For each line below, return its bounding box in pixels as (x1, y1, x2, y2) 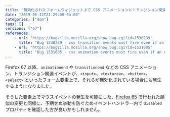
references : (5, 31, 30, 36)
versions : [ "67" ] (5, 26, 42, 31)
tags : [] (5, 21, 24, 27)
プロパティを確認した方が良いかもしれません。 (5, 106, 103, 112)
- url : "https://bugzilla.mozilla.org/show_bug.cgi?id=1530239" (14, 36, 153, 41)
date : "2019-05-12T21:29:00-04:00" (5, 12, 80, 17)
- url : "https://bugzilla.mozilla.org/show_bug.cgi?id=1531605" (14, 45, 153, 50)
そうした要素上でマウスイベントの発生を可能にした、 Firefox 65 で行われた (5, 94, 160, 100)
